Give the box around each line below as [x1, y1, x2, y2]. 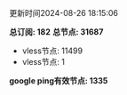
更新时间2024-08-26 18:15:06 [9, 8, 118, 18]
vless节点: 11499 [21, 45, 83, 56]
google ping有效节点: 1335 [9, 75, 108, 86]
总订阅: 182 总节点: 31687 [9, 27, 104, 37]
